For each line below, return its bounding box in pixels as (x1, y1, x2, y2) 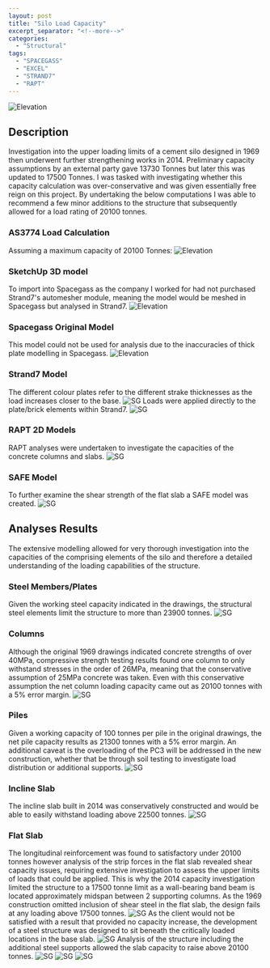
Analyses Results (8, 522, 99, 536)
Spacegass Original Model (8, 321, 115, 333)
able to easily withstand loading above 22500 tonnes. (8, 810, 188, 820)
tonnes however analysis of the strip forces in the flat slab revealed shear (8, 857, 253, 867)
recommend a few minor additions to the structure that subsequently (8, 198, 238, 208)
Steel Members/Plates (8, 580, 98, 592)
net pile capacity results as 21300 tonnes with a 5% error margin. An (8, 737, 237, 746)
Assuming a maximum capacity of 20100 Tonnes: (8, 245, 173, 255)
